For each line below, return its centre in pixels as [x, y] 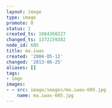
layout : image [24, 12]
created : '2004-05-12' [35, 56]
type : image [21, 17]
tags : [13, 73]
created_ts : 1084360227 [36, 34]
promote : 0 [20, 23]
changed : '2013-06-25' [35, 62]
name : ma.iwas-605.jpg [45, 95]
